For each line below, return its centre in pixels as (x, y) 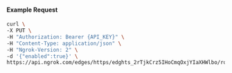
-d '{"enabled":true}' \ (42, 56)
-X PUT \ (19, 31)
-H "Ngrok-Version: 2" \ (42, 50)
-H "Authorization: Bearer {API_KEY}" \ (66, 37)
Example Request (32, 10)
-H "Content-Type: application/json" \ (64, 43)
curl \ (16, 24)
